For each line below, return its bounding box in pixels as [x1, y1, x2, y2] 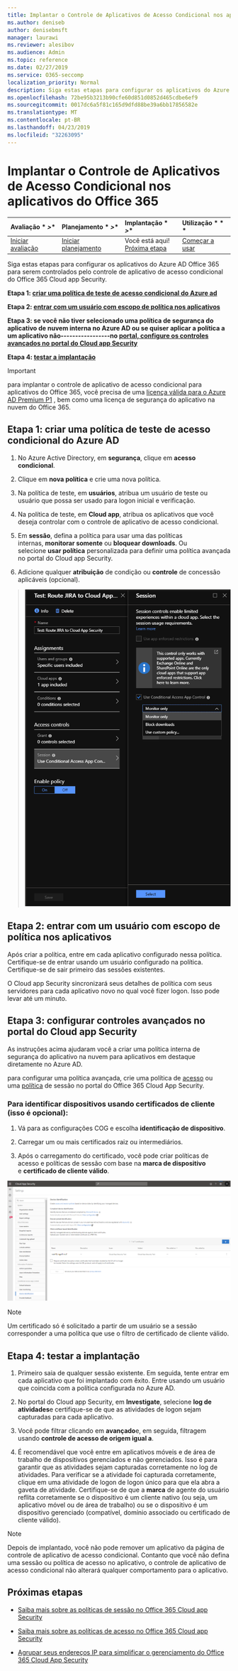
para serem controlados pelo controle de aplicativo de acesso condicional [7, 267, 223, 276]
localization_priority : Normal [7, 79, 100, 86]
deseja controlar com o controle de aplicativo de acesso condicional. [17, 517, 220, 526]
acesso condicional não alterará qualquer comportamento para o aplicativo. [7, 1566, 229, 1574]
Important [7, 366, 36, 375]
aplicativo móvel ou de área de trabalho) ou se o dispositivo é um [17, 1500, 208, 1510]
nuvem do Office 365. [7, 402, 71, 412]
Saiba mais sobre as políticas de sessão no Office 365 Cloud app [17, 1605, 208, 1613]
